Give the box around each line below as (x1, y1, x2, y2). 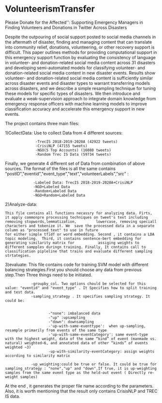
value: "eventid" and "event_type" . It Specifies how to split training (5, 285, 157, 290)
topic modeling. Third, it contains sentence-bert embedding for (5, 236, 142, 241)
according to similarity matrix (5, 353, 70, 358)
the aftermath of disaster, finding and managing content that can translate (5, 39, 152, 45)
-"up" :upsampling (48, 315, 86, 320)
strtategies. (5, 253, 31, 258)
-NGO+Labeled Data (33, 184, 70, 189)
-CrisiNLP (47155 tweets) (35, 143, 88, 148)
